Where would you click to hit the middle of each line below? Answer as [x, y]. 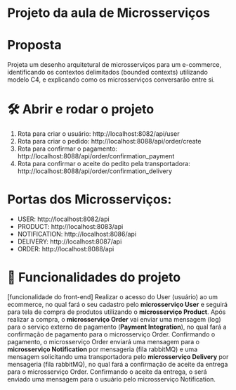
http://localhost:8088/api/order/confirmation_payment [96, 156]
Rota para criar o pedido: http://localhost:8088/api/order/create [109, 141]
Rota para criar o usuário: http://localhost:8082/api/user [98, 134]
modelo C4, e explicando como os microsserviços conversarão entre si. [111, 80]
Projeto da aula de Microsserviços [109, 13]
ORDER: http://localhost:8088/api [66, 249]
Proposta [34, 45]
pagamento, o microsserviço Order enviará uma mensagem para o [104, 341]
